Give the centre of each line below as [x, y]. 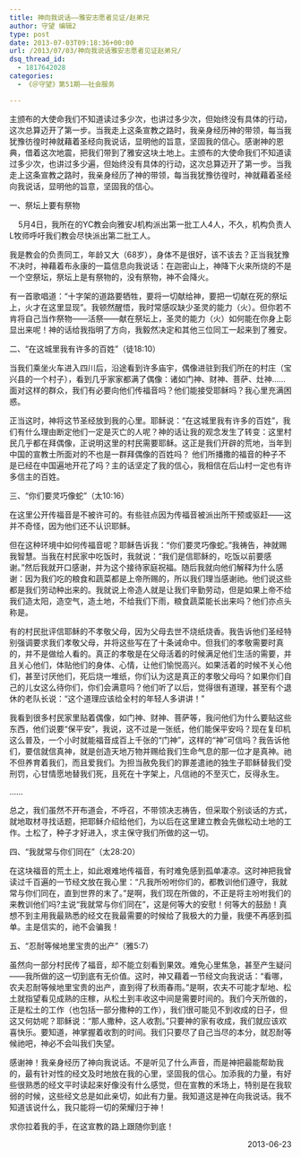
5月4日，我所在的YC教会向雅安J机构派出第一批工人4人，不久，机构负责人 [155, 224]
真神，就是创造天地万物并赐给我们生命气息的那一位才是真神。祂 [174, 751]
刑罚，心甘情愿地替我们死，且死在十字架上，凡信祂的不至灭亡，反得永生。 [146, 773]
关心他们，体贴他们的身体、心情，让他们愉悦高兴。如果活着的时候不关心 [150, 665]
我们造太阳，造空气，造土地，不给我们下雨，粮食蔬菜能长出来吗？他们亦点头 [150, 601]
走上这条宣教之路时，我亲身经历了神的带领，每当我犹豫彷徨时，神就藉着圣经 [150, 175]
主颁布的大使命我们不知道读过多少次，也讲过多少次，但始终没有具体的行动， [150, 118]
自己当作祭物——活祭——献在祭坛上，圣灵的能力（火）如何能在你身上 [154, 318]
